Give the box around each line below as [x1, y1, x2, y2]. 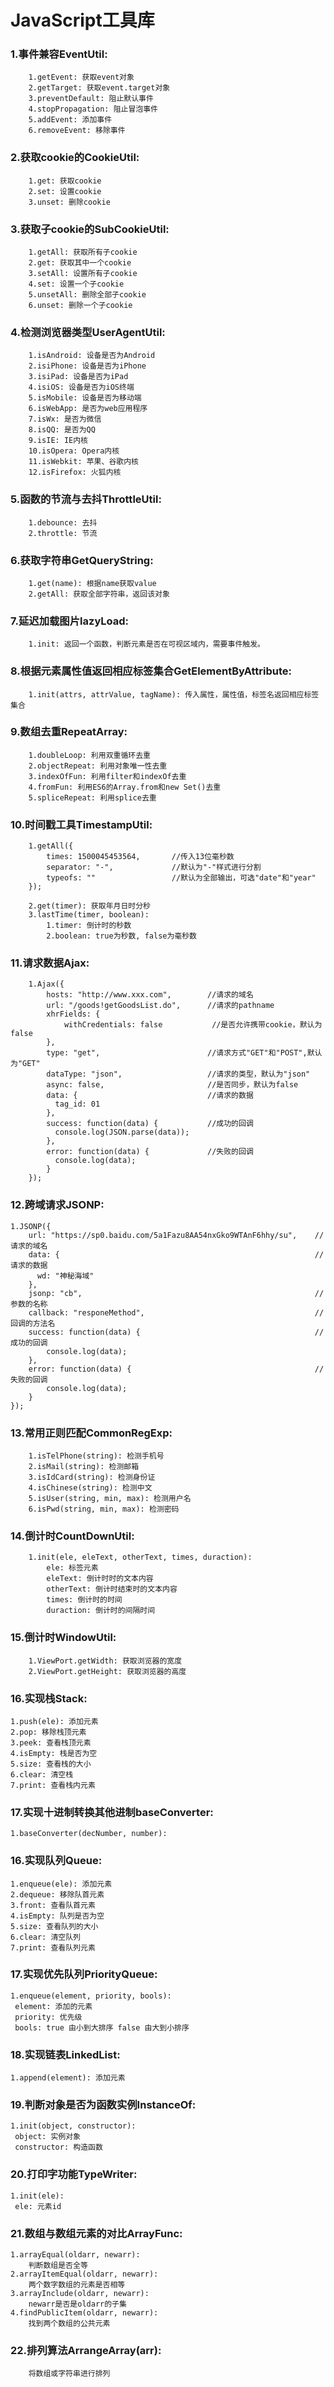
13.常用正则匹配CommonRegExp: [10, 1426, 173, 1440]
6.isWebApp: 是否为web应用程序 [28, 404, 148, 414]
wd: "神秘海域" [36, 1271, 95, 1281]
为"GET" [10, 1059, 41, 1069]
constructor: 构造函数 [14, 2142, 103, 2153]
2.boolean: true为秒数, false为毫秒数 [46, 931, 198, 941]
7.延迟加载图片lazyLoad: [10, 614, 129, 628]
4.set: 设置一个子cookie [28, 279, 125, 290]
